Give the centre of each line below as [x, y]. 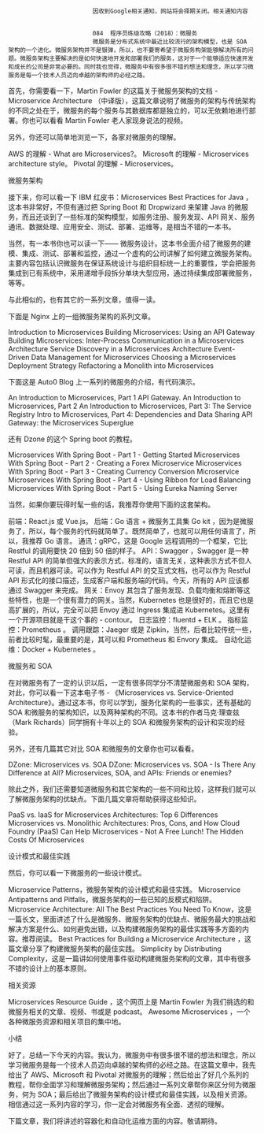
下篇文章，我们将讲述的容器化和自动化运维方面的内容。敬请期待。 [115, 1121]
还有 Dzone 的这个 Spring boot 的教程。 [73, 439]
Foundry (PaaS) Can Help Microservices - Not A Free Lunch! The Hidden [126, 831]
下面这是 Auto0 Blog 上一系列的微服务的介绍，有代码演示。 [104, 382]
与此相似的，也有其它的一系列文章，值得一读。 [84, 299]
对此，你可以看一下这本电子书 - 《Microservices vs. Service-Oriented [121, 693]
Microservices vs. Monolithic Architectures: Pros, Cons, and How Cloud [124, 823]
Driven [19, 357]
